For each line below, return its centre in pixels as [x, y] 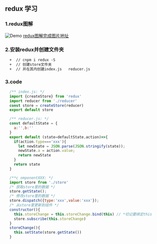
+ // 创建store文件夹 [31, 64]
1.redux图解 [19, 24]
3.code [14, 81]
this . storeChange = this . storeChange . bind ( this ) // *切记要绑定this [83, 214]
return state [27, 165]
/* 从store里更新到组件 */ [34, 205]
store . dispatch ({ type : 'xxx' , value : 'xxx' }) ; [54, 201]
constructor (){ [25, 210]
